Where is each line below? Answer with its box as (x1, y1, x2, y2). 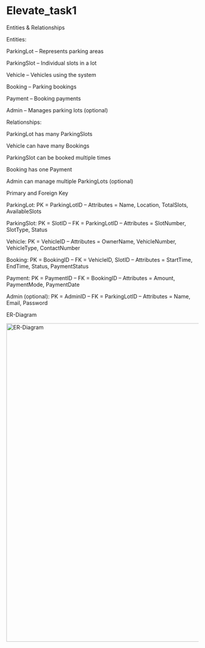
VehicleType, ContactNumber (6, 244, 81, 251)
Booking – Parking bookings (6, 83, 77, 90)
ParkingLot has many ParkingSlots (6, 130, 93, 137)
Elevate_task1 (6, 4, 77, 18)
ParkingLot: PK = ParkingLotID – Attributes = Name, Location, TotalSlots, (6, 201, 189, 208)
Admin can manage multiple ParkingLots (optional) (6, 178, 134, 185)
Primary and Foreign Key (6, 189, 68, 196)
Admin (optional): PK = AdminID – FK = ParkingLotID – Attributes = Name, (6, 292, 191, 300)
